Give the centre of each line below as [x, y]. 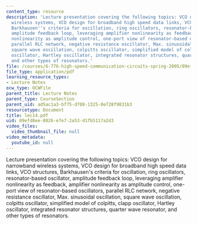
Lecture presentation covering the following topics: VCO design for [87, 159]
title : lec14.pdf [27, 115]
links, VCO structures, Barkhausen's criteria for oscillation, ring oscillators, [96, 172]
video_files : [22, 126]
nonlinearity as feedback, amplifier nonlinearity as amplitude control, [89, 184]
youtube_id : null [33, 142]
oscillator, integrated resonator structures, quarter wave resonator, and [92, 209]
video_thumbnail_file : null [46, 132]
